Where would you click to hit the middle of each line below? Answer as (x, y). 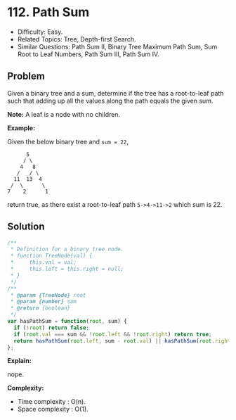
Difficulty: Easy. (40, 32)
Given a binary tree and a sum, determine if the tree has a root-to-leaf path (116, 93)
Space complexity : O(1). (53, 409)
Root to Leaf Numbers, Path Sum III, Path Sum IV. (88, 54)
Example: (21, 128)
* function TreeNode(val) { (51, 256)
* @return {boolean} (40, 308)
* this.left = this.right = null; (67, 269)
